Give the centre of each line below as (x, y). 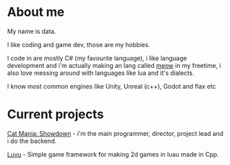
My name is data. (32, 31)
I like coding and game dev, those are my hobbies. (79, 44)
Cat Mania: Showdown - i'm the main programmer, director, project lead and (115, 133)
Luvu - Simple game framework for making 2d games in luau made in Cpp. (113, 154)
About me (36, 12)
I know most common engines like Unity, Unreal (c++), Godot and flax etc (112, 86)
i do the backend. (32, 141)
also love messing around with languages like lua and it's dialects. (101, 73)
